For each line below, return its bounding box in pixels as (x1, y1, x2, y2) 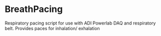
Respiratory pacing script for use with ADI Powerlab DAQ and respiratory (5, 20, 156, 26)
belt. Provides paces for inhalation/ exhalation (5, 25, 100, 31)
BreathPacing (5, 3, 63, 15)
